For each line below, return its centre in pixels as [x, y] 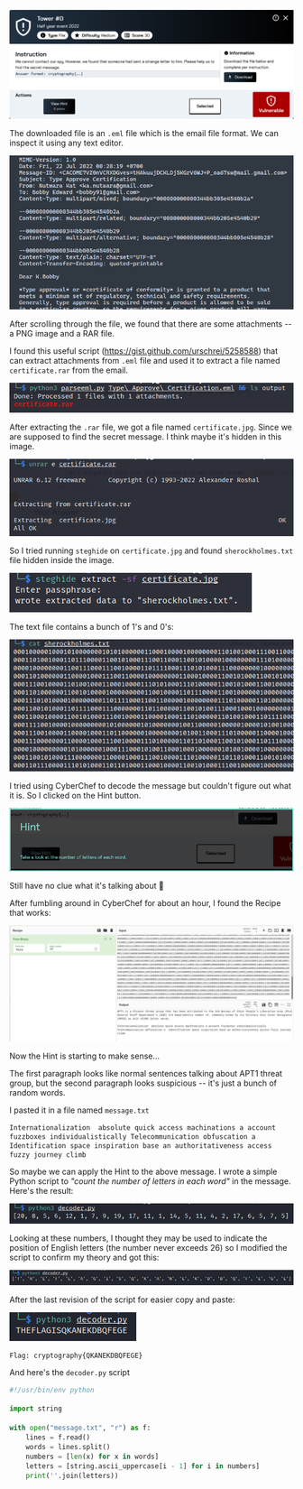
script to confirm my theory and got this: [84, 1258]
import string [36, 1409]
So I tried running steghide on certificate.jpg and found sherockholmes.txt [151, 550]
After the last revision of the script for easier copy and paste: [123, 1299]
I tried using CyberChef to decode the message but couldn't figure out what [150, 786]
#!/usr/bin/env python [52, 1390]
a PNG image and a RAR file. [62, 333]
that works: [30, 913]
